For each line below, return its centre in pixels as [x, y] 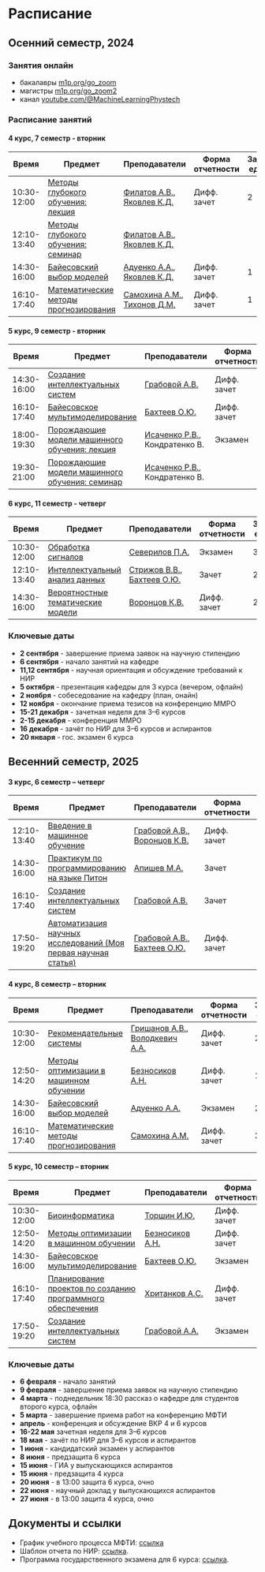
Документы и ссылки [65, 1523]
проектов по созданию [92, 1288]
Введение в [70, 826]
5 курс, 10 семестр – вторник [59, 1167]
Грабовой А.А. [172, 1331]
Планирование [76, 1279]
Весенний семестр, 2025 [74, 762]
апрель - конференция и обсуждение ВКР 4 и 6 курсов [113, 1423]
